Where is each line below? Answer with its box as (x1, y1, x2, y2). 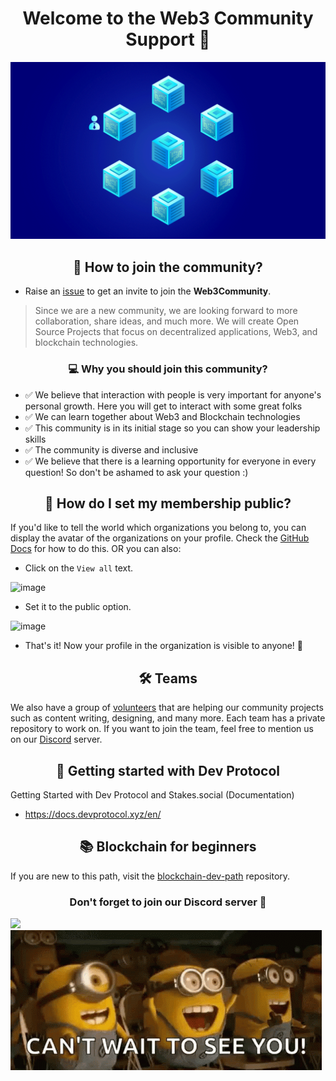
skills (24, 433, 47, 445)
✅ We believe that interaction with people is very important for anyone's (24, 388, 322, 401)
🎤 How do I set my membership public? (44, 495, 292, 512)
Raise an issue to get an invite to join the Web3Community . (24, 285, 272, 297)
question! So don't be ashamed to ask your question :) (24, 466, 249, 478)
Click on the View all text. (24, 562, 134, 574)
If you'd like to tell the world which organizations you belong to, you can (10, 522, 307, 534)
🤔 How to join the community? (73, 258, 263, 276)
